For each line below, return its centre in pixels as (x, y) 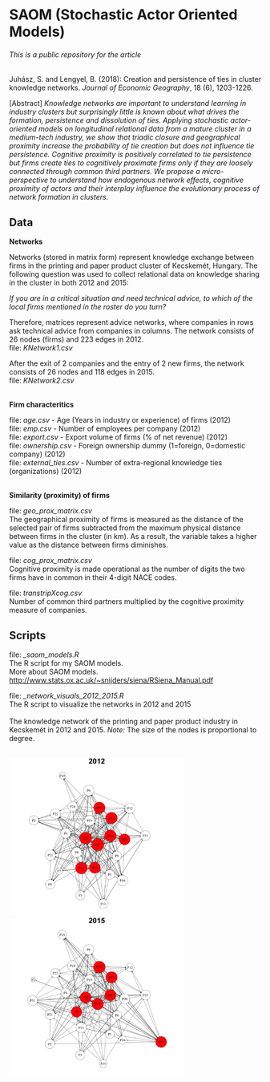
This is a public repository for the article (75, 55)
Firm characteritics (42, 405)
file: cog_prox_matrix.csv (51, 561)
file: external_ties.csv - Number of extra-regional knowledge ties (116, 463)
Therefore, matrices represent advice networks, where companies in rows (131, 322)
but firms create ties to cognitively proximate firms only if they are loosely (131, 163)
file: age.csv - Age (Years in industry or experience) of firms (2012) (120, 420)
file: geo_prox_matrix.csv (51, 511)
